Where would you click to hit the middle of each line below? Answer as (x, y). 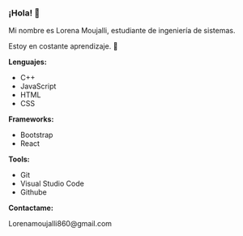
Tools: (19, 159)
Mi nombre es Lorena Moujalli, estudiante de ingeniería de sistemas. (122, 31)
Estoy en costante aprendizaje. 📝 (63, 46)
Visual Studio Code (52, 184)
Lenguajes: (28, 62)
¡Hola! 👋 (24, 13)
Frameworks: (31, 119)
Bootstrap (36, 135)
